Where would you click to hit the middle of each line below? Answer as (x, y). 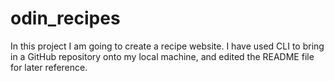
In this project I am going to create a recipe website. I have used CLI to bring (167, 46)
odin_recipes (65, 18)
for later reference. (49, 67)
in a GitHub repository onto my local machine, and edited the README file (162, 56)
